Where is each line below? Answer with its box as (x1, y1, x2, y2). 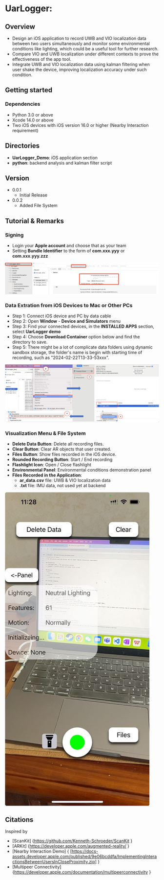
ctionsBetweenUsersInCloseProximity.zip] (12, 859, 97, 865)
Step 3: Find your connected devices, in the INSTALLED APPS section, (12, 324, 155, 330)
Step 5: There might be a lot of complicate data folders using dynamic (12, 344, 153, 350)
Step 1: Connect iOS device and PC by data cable (12, 313, 111, 319)
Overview (5, 23, 36, 31)
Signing (5, 231, 24, 238)
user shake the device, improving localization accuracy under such (12, 67, 147, 72)
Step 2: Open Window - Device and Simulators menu (12, 318, 121, 324)
